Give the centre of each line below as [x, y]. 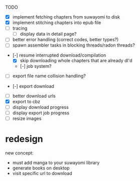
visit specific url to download [42, 173]
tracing [20, 28]
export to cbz [26, 101]
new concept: [19, 153]
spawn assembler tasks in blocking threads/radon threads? [74, 45]
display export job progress [41, 113]
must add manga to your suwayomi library [56, 162]
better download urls [34, 96]
